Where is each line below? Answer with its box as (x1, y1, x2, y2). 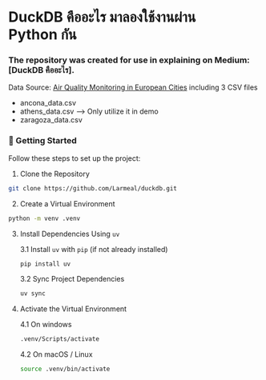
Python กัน (8, 26, 78, 44)
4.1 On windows (19, 320, 72, 330)
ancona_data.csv (19, 98, 77, 108)
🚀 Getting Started (8, 135, 78, 146)
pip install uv (19, 260, 71, 268)
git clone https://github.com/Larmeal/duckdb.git (8, 184, 178, 192)
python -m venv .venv (8, 214, 81, 222)
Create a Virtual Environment (19, 198, 115, 208)
